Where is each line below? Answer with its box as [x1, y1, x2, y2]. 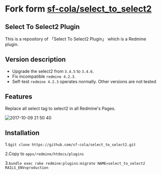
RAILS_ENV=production [5, 165, 49, 170]
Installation [5, 129, 40, 137]
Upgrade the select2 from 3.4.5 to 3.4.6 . [12, 68, 94, 74]
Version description [5, 56, 66, 64]
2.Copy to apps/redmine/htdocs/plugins [5, 151, 84, 157]
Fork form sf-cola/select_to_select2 [5, 3, 152, 15]
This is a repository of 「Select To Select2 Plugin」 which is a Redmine [5, 36, 146, 42]
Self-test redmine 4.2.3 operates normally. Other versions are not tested [12, 78, 156, 84]
